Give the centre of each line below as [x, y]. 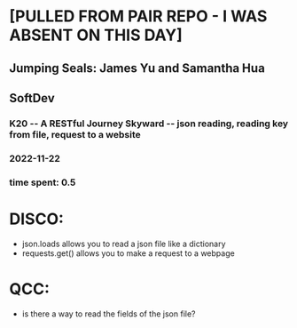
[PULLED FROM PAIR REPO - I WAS [138, 16]
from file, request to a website [75, 134]
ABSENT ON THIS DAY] [96, 35]
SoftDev [32, 98]
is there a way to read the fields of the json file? [109, 314]
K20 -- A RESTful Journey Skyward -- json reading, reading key [149, 124]
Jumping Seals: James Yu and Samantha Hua [137, 68]
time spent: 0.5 [43, 182]
